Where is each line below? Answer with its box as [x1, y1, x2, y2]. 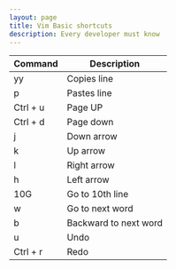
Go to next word [66, 202, 134, 215]
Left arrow [66, 174, 110, 186]
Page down [66, 116, 114, 129]
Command [13, 58, 59, 70]
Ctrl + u [13, 101, 45, 114]
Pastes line [66, 87, 112, 99]
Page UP [66, 101, 103, 114]
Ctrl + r [13, 246, 43, 258]
